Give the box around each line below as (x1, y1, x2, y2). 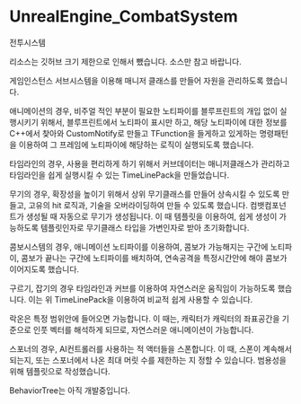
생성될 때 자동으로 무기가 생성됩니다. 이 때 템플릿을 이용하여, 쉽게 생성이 (25, 211, 278, 222)
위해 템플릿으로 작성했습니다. (9, 365, 111, 376)
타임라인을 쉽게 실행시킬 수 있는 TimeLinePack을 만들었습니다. (9, 169, 230, 180)
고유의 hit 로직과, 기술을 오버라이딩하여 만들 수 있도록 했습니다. (28, 199, 249, 210)
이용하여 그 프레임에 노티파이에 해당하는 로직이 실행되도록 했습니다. (18, 139, 254, 150)
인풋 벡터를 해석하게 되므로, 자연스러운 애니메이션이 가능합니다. (32, 324, 254, 335)
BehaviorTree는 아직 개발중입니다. (9, 384, 130, 396)
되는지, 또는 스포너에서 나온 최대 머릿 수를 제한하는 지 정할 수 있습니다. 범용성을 (9, 355, 288, 365)
